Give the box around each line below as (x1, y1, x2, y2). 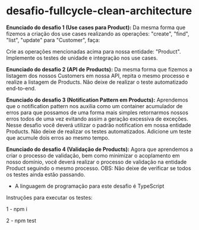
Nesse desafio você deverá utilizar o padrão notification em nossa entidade (6, 121, 191, 128)
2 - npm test (6, 217, 37, 224)
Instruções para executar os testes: (6, 194, 93, 201)
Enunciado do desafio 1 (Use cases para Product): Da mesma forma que (6, 24, 186, 31)
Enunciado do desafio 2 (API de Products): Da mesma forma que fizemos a (6, 65, 192, 73)
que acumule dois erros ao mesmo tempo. (6, 134, 110, 141)
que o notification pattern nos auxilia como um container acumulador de (6, 102, 183, 109)
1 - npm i (6, 205, 28, 212)
